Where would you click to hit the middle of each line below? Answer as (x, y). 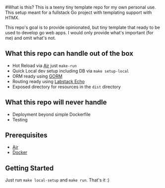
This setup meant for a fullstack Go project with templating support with (79, 12)
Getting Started (29, 168)
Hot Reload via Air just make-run (44, 65)
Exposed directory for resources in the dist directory (66, 87)
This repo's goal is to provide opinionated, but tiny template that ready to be (82, 27)
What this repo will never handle (56, 102)
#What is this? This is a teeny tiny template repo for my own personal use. (81, 7)
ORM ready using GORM (37, 76)
